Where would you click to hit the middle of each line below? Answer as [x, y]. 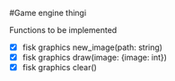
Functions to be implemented [63, 30]
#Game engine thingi [48, 13]
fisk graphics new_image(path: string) [92, 47]
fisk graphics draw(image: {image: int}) [95, 58]
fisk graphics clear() [59, 68]
